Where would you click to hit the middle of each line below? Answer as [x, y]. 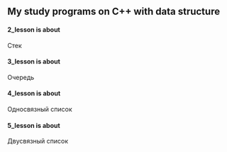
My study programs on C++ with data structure [114, 12]
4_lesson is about [34, 93]
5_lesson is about [34, 125]
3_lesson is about [34, 62]
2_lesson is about [34, 29]
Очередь [21, 77]
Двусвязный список [38, 141]
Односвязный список [40, 109]
